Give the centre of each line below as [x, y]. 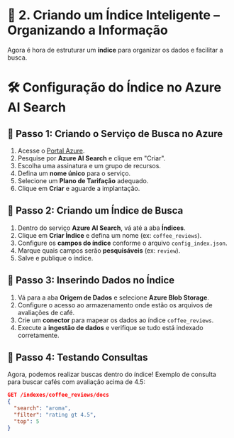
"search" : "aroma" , [43, 408]
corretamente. [38, 335]
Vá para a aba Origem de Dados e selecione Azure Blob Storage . [113, 297]
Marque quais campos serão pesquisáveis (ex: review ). [99, 250]
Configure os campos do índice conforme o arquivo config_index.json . [123, 243]
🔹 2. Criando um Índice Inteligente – [113, 15]
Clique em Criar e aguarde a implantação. [79, 188]
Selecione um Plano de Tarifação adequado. [83, 180]
